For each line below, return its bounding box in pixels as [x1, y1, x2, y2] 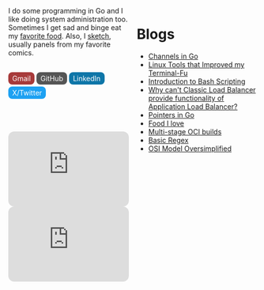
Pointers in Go [148, 110, 195, 119]
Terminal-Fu [148, 68, 188, 77]
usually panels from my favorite [8, 40, 111, 49]
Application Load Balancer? [148, 101, 238, 111]
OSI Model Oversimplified [148, 144, 232, 153]
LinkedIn [72, 73, 101, 83]
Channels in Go [148, 51, 199, 61]
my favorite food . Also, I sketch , [8, 32, 112, 40]
